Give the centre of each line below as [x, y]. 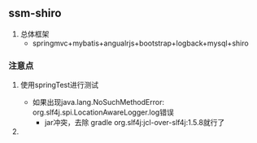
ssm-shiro [35, 13]
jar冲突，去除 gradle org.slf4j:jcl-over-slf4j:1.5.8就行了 [135, 123]
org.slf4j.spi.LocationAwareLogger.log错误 [103, 112]
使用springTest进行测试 [59, 85]
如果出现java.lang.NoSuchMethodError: [98, 102]
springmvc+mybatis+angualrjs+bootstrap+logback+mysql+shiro [141, 43]
